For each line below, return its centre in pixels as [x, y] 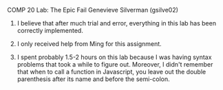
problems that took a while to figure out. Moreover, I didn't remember [115, 64]
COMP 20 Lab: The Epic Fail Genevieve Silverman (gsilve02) [93, 10]
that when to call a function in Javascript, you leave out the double [111, 72]
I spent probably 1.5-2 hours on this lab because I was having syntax [114, 57]
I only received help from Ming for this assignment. [89, 44]
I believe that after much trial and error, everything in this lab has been [117, 23]
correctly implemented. [50, 31]
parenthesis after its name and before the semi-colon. [93, 79]
